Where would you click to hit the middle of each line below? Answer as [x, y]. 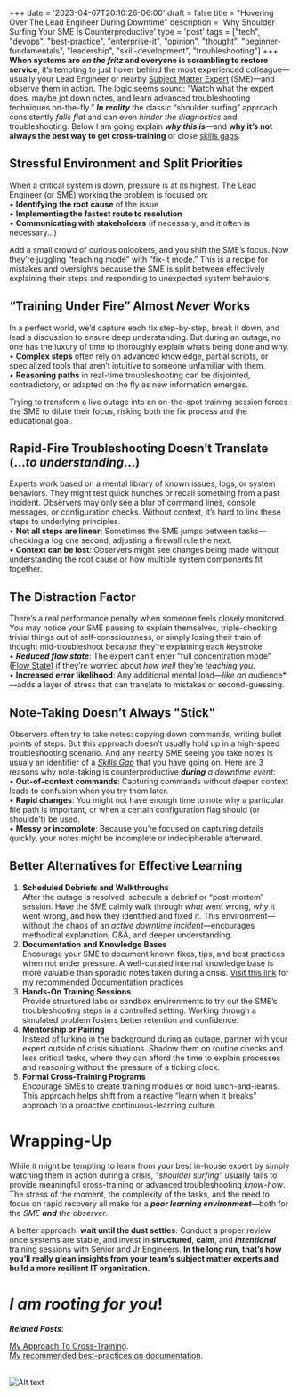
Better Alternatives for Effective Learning [126, 866]
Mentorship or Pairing [63, 1029]
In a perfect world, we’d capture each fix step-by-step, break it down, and [145, 328]
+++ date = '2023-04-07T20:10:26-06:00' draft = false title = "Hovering [141, 13]
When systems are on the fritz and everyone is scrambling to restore [139, 60]
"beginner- [262, 41]
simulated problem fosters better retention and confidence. [130, 1019]
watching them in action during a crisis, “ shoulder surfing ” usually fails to [143, 1175]
